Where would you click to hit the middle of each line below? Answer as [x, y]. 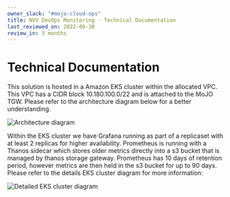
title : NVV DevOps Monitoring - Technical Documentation [92, 20]
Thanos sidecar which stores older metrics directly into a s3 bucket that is [113, 151]
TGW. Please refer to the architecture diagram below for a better [99, 102]
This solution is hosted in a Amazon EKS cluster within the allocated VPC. [113, 87]
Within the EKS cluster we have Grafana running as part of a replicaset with [115, 136]
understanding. [29, 109]
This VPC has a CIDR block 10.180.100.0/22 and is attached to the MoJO [110, 94]
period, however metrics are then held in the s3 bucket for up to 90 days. [112, 166]
